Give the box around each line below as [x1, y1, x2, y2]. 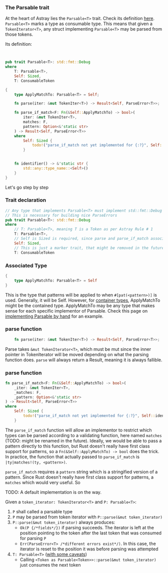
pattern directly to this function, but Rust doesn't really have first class [5, 443, 150, 449]
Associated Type [5, 262, 47, 269]
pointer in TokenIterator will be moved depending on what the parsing [5, 351, 149, 357]
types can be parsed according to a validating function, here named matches [5, 432, 162, 438]
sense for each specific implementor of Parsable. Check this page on [5, 308, 148, 314]
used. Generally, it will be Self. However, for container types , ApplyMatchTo [5, 297, 160, 303]
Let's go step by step [5, 184, 49, 190]
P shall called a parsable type [12, 508, 73, 514]
